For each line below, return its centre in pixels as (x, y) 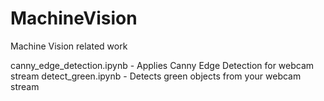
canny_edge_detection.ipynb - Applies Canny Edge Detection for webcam (162, 65)
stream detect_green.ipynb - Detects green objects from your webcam (156, 76)
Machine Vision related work (69, 46)
